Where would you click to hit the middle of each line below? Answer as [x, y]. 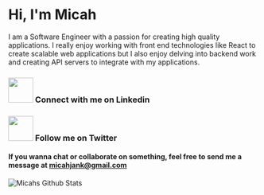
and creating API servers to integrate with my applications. [104, 62]
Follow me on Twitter [76, 138]
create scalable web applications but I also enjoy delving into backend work [132, 53]
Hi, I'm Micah [52, 15]
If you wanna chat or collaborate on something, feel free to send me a [125, 157]
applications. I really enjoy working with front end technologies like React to [132, 45]
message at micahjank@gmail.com [68, 166]
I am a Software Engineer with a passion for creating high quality [114, 37]
